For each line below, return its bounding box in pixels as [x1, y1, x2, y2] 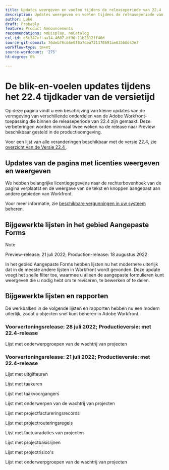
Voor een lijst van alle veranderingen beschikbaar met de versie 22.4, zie [5, 139, 157, 145]
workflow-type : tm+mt [5, 45, 51, 50]
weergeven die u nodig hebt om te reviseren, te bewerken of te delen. [5, 277, 150, 283]
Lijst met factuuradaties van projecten [5, 430, 84, 436]
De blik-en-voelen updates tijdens [5, 80, 151, 92]
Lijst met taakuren [5, 381, 43, 387]
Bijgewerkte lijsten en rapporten [5, 292, 108, 300]
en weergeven [5, 167, 51, 175]
